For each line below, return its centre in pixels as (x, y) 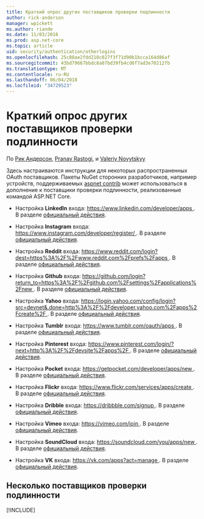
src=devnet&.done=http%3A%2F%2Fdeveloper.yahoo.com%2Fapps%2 (106, 307)
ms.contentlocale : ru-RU (38, 74)
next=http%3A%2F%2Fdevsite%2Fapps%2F (72, 350)
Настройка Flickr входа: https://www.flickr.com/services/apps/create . (105, 387)
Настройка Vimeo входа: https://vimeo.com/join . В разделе (92, 423)
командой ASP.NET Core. (39, 196)
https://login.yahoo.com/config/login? (128, 301)
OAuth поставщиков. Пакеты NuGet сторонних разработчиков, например (101, 177)
